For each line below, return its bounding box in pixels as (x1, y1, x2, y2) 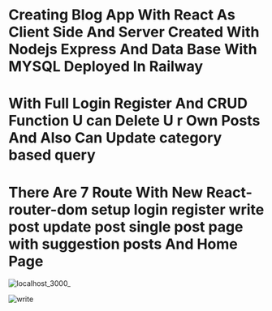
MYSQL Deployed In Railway (8, 58, 204, 76)
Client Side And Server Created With (8, 23, 260, 41)
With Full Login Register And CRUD (8, 95, 248, 113)
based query (8, 146, 96, 164)
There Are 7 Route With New (8, 183, 204, 202)
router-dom (8, 200, 88, 219)
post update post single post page (8, 217, 244, 236)
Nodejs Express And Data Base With (8, 40, 257, 58)
